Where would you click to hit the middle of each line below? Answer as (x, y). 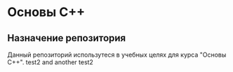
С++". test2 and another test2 (50, 62)
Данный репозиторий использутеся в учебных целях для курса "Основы (117, 55)
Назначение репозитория (67, 38)
